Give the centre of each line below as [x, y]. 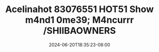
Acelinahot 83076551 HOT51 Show [79, 9]
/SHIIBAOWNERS [79, 31]
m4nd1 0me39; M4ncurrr [79, 20]
